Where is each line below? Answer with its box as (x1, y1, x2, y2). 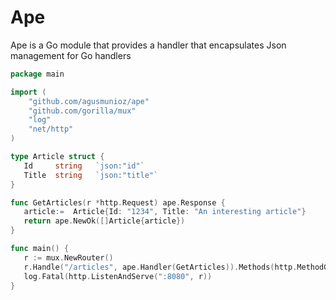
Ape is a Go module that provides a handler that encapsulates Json (10, 39, 287, 51)
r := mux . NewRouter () (23, 252, 114, 263)
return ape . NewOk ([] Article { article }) (23, 216, 186, 226)
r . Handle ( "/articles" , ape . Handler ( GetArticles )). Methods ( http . (23, 262, 298, 272)
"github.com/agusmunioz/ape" (28, 96, 150, 106)
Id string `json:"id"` (23, 161, 145, 171)
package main (10, 69, 65, 79)
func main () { (10, 244, 70, 254)
